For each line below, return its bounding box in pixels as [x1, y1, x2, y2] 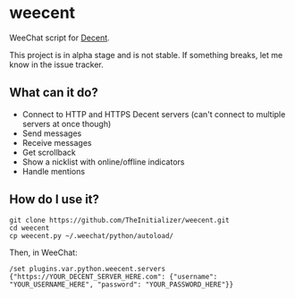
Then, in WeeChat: [9, 247, 78, 258]
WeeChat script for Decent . [9, 32, 110, 43]
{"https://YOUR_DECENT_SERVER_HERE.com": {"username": [9, 272, 218, 281]
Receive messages [21, 137, 92, 148]
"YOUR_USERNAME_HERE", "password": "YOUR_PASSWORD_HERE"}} [9, 280, 234, 289]
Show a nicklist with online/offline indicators [21, 156, 185, 167]
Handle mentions [21, 166, 86, 176]
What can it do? [9, 85, 98, 100]
